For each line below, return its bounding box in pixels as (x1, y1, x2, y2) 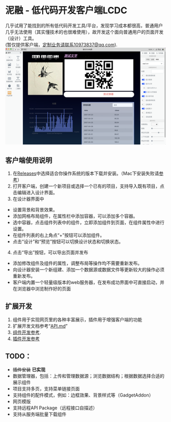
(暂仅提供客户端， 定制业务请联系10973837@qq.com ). (5, 41, 118, 47)
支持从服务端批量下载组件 (12, 411, 67, 417)
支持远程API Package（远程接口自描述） (12, 405, 98, 411)
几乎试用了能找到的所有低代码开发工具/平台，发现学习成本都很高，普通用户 (5, 22, 163, 29)
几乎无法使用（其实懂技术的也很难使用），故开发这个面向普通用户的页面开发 (5, 29, 164, 35)
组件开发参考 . (12, 329, 41, 335)
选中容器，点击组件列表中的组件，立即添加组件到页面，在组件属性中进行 (12, 219, 164, 225)
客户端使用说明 (5, 156, 52, 165)
